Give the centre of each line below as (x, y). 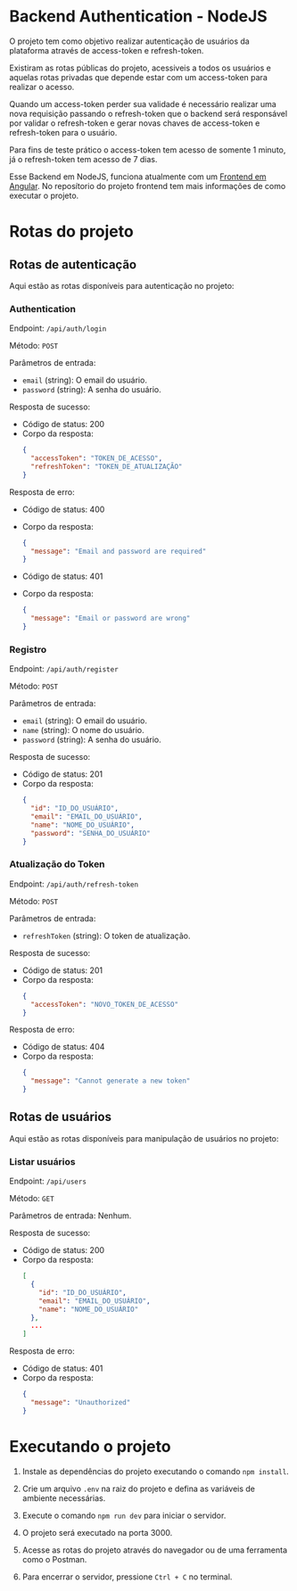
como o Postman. (54, 1559)
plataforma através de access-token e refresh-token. (107, 50)
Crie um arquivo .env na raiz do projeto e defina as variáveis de (139, 1488)
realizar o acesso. (42, 87)
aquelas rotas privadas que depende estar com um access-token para (138, 77)
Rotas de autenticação (73, 264)
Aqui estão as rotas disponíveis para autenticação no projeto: (122, 285)
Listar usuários (42, 1161)
